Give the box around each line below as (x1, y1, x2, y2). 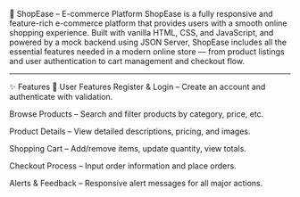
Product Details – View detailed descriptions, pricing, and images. (9, 126, 252, 136)
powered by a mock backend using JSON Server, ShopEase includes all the (9, 37, 287, 47)
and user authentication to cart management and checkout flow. (9, 56, 246, 66)
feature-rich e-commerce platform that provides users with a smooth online (9, 18, 287, 29)
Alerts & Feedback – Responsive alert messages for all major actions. (9, 178, 263, 188)
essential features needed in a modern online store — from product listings (9, 46, 285, 57)
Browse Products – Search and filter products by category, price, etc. (9, 109, 264, 119)
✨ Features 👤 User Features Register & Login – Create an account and (9, 81, 266, 92)
